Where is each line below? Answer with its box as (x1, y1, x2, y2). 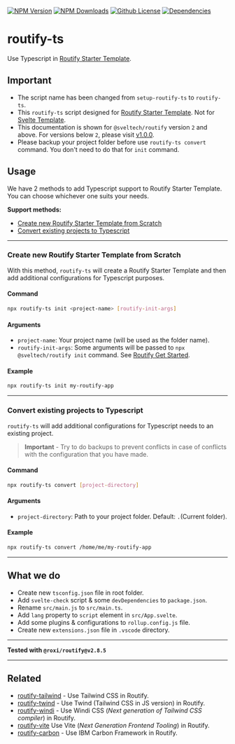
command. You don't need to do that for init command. (17, 145, 180, 153)
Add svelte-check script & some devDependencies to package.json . (17, 595, 208, 604)
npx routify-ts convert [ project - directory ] (7, 481, 139, 488)
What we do (7, 570, 61, 581)
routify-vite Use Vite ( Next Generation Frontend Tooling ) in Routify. (17, 721, 210, 729)
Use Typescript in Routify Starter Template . (7, 54, 131, 62)
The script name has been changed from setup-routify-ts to (17, 93, 194, 102)
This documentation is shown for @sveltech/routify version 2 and (17, 123, 208, 131)
